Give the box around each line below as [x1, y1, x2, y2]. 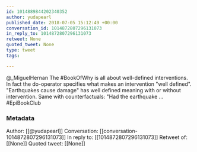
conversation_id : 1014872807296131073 [6, 25, 102, 31]
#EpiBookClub [6, 99, 42, 106]
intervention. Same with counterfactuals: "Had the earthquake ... [6, 93, 164, 100]
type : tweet [6, 47, 36, 53]
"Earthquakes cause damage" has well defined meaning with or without [6, 86, 181, 93]
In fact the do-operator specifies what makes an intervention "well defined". [6, 80, 192, 88]
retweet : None [6, 36, 42, 42]
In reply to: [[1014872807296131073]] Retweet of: [67, 134, 188, 141]
